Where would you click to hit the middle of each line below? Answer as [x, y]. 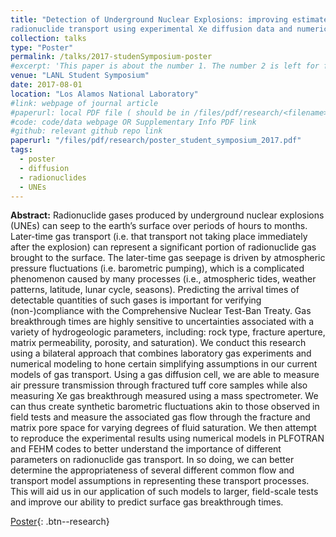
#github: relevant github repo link [86, 131]
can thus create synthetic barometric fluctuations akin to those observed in [165, 407]
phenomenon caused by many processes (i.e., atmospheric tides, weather [163, 279]
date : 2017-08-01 [46, 85]
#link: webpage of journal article [84, 103]
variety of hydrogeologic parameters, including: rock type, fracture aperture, [168, 332]
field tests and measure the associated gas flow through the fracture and [160, 417]
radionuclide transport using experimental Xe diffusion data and [151, 29]
